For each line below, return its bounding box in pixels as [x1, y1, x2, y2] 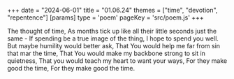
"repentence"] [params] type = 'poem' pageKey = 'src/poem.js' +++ [7, 13, 204, 22]
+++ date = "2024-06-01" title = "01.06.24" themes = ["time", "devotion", [7, 6, 218, 14]
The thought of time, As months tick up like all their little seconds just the [7, 27, 217, 35]
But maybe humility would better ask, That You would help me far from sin [7, 42, 221, 50]
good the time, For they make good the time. [7, 64, 135, 72]
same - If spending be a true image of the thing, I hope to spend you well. [7, 34, 219, 43]
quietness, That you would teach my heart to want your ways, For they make [7, 57, 228, 65]
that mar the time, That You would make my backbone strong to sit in [7, 49, 206, 57]
